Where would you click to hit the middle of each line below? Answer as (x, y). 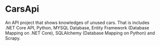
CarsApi (22, 9)
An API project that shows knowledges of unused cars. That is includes (77, 23)
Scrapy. (13, 38)
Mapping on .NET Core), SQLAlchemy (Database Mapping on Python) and (80, 33)
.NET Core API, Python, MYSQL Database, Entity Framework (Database (77, 27)
